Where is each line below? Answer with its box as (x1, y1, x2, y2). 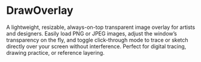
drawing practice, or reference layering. (6, 49, 105, 56)
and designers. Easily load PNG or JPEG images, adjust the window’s (6, 29, 178, 37)
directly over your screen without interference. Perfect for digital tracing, (6, 43, 187, 50)
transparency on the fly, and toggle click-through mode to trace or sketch (6, 36, 188, 43)
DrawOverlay (6, 4, 73, 17)
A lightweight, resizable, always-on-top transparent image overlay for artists (6, 23, 196, 31)
